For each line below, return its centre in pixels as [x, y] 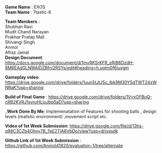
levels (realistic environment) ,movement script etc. [56, 116]
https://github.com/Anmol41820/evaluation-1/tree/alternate [64, 145]
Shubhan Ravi [19, 27]
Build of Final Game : [26, 97]
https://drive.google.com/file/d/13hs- [107, 126]
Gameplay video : [22, 77]
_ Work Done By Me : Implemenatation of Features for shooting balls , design [81, 111]
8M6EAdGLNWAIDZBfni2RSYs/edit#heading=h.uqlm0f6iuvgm [67, 68]
